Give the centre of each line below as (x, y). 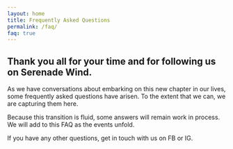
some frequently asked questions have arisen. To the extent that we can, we (116, 96)
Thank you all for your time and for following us (112, 61)
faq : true (22, 33)
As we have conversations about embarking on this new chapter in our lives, (116, 89)
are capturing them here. (43, 104)
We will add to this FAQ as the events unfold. (71, 125)
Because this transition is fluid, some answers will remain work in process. (114, 117)
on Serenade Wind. (50, 72)
